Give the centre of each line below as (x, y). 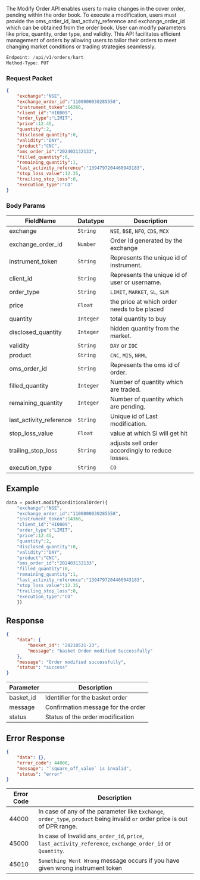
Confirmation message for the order (95, 707)
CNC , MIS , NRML (129, 355)
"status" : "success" (42, 667)
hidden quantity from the (145, 328)
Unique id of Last (134, 416)
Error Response (36, 738)
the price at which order (143, 301)
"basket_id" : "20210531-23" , (64, 645)
